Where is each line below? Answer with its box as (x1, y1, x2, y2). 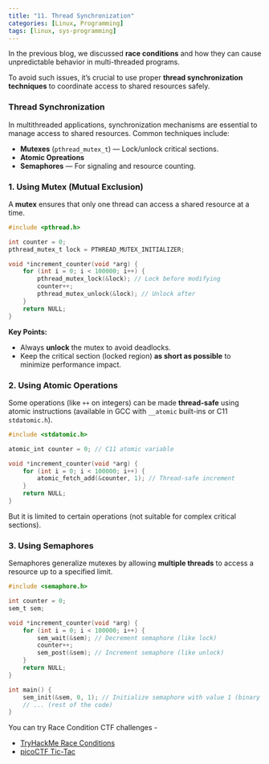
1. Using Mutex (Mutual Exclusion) (8, 181, 144, 192)
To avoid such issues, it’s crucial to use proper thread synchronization (8, 73, 243, 83)
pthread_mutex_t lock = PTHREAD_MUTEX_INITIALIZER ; (8, 245, 185, 253)
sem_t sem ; (8, 604, 45, 612)
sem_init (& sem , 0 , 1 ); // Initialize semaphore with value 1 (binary (22, 693, 261, 701)
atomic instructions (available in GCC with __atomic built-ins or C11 (8, 406, 228, 416)
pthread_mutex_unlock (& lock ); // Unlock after (37, 290, 196, 298)
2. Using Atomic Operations (8, 380, 118, 391)
